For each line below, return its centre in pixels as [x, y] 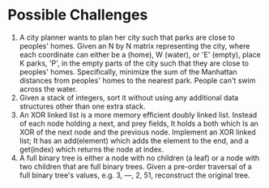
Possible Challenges [78, 15]
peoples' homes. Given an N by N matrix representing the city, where [134, 45]
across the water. [48, 89]
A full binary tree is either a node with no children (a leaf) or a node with [139, 158]
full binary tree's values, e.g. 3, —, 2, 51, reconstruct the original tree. [134, 175]
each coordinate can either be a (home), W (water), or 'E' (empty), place [140, 54]
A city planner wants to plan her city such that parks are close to [127, 37]
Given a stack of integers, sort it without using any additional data [129, 97]
